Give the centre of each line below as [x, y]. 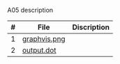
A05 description [30, 10]
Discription [91, 27]
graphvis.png [44, 39]
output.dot [39, 50]
